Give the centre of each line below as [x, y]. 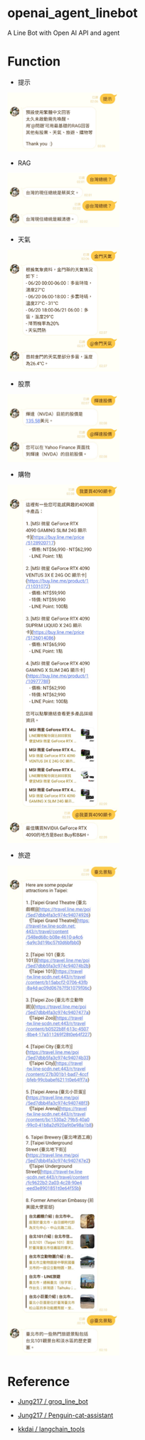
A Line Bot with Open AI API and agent [64, 33]
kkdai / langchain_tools [51, 1429]
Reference [38, 1381]
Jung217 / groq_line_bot [53, 1401]
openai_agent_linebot [73, 13]
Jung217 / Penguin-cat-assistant [65, 1415]
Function [34, 61]
